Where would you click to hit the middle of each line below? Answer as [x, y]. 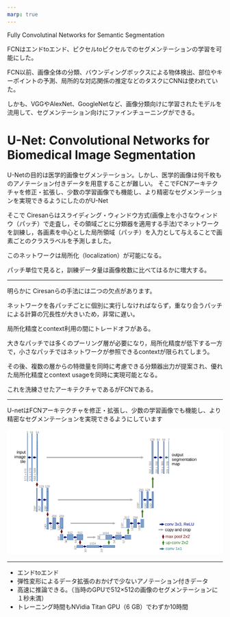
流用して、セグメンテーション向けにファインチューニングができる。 [103, 112]
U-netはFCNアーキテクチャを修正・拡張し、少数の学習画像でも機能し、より [114, 410]
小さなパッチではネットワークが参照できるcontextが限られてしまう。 [116, 351]
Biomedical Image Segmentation [102, 155]
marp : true [23, 14]
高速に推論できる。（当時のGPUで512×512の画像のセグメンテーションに [117, 590]
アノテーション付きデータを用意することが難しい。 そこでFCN [101, 183]
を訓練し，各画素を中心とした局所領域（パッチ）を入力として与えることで [112, 232]
